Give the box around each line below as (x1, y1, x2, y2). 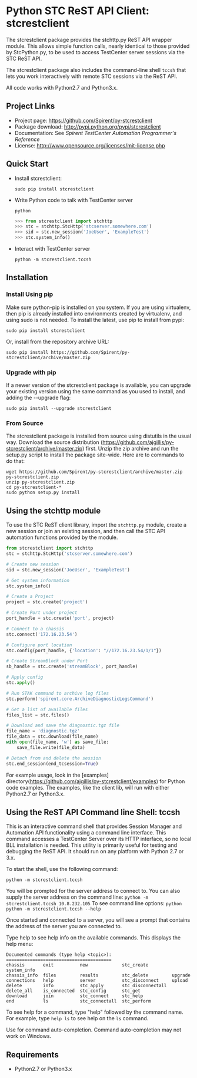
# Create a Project (6, 594, 54, 600)
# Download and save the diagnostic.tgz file (6, 722, 119, 729)
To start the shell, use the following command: (6, 866, 118, 873)
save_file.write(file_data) (16, 744, 85, 750)
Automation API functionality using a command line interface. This (6, 829, 166, 836)
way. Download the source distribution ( (6, 439, 103, 446)
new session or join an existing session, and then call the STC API (6, 528, 165, 535)
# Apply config (6, 674, 44, 681)
